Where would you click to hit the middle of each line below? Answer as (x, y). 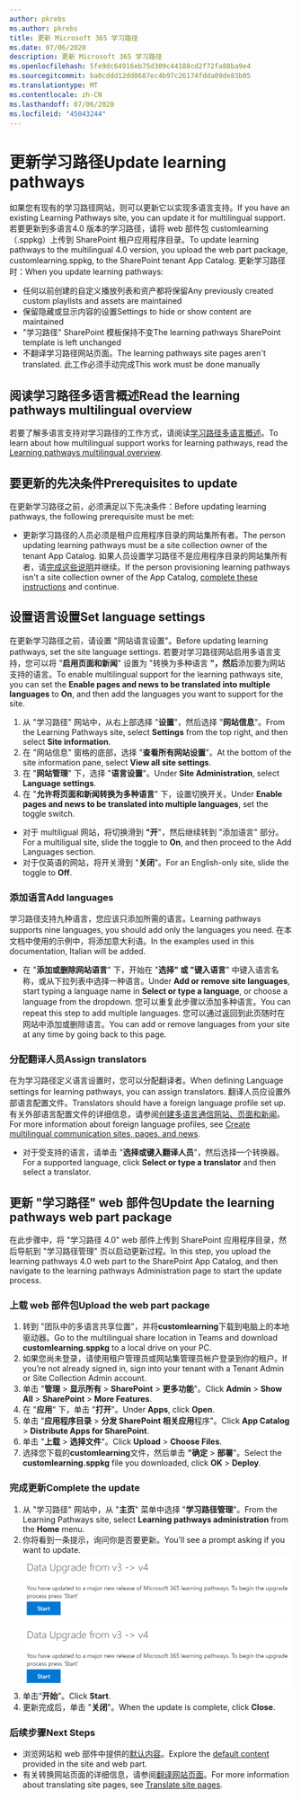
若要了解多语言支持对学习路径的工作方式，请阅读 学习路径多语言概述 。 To (144, 433)
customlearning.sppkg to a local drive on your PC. (117, 1348)
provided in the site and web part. (85, 1764)
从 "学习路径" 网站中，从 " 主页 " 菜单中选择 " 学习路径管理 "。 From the (150, 1509)
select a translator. (57, 1172)
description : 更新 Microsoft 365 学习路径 (86, 57)
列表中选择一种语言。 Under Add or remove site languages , (180, 981)
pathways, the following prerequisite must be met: (102, 516)
